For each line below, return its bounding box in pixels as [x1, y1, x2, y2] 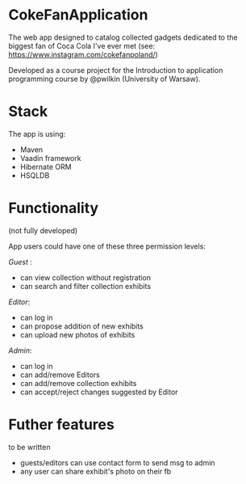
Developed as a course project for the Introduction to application [8, 65, 223, 74]
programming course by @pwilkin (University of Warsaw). [8, 74, 201, 83]
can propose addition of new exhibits [19, 321, 144, 331]
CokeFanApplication [8, 6, 148, 24]
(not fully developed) [8, 225, 78, 236]
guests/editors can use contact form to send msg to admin [19, 457, 215, 467]
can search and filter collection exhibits [19, 281, 152, 291]
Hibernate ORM [19, 162, 72, 172]
